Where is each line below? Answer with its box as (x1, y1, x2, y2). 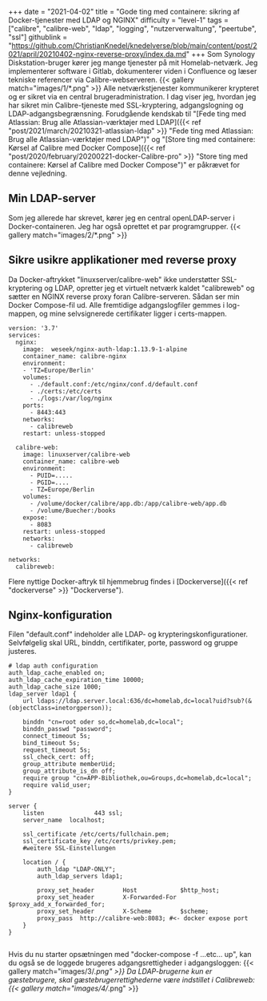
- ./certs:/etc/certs (29, 387, 102, 395)
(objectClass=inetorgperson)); (8, 704, 113, 712)
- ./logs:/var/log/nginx (29, 394, 113, 402)
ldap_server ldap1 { (8, 690, 78, 698)
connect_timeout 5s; (22, 733, 91, 741)
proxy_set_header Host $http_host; (37, 886, 220, 894)
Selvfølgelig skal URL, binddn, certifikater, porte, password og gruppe (8, 638, 238, 648)
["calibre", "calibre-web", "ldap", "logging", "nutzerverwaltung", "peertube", (8, 24, 257, 33)
